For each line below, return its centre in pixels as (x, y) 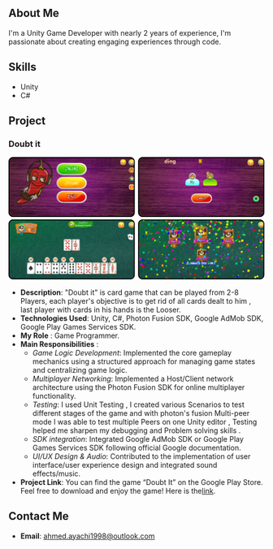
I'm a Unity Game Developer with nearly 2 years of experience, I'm (120, 32)
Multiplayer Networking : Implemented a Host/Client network (133, 378)
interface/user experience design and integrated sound (125, 465)
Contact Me (39, 516)
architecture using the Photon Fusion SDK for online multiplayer (139, 387)
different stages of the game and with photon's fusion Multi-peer (141, 413)
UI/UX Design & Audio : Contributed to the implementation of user (141, 456)
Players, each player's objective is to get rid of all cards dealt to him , (136, 300)
